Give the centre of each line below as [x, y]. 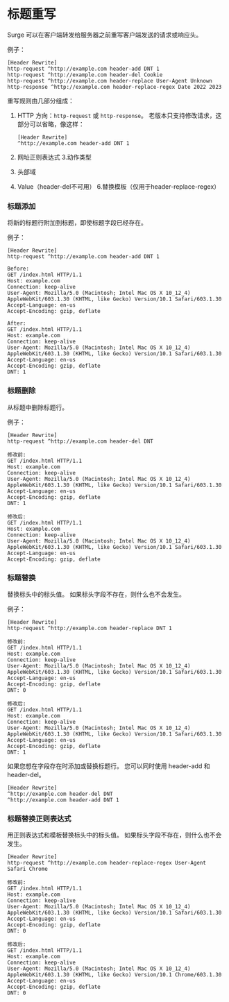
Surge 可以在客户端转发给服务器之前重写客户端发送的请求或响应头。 [105, 35]
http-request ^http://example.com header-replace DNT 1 [90, 628]
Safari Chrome [28, 869]
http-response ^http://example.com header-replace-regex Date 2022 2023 [114, 87]
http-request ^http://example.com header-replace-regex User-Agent [107, 863]
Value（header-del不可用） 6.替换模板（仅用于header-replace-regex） [119, 186]
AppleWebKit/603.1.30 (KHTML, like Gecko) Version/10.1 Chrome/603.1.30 [114, 975]
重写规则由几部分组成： [41, 101]
